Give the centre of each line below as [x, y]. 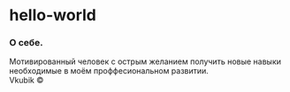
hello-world [53, 15]
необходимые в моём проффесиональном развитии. [109, 71]
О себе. [27, 43]
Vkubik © [27, 81]
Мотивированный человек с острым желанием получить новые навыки [145, 61]
